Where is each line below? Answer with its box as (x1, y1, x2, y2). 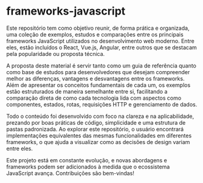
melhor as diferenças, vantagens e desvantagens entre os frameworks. (6, 75, 185, 82)
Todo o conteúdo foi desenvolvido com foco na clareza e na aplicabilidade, (6, 112, 194, 120)
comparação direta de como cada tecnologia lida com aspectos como (6, 94, 182, 102)
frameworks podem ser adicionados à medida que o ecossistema (6, 163, 170, 170)
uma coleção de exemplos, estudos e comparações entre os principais (6, 30, 184, 38)
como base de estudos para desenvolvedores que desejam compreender (6, 68, 190, 75)
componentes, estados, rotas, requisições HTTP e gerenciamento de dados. (6, 100, 198, 108)
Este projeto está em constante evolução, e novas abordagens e (6, 156, 167, 164)
